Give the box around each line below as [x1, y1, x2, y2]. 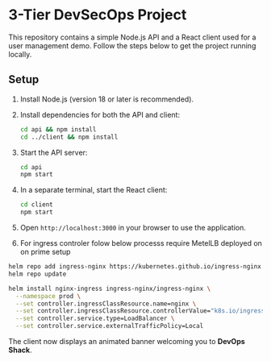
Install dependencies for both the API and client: [19, 110, 180, 119]
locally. [8, 49, 32, 59]
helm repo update [8, 270, 67, 278]
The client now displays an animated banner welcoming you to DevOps [8, 337, 246, 346]
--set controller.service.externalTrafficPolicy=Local [15, 322, 204, 330]
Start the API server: [19, 147, 88, 157]
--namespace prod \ [15, 292, 81, 300]
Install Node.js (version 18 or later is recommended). [19, 94, 194, 104]
